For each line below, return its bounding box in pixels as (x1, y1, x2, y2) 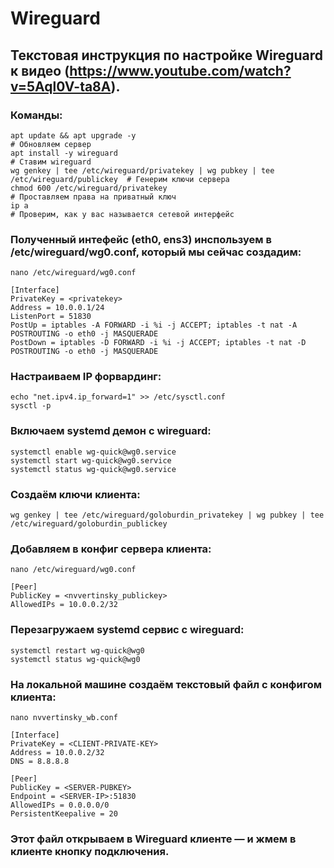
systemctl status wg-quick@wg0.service (10, 464, 177, 474)
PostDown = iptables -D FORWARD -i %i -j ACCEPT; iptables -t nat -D (10, 338, 307, 348)
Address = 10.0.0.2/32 (10, 747, 105, 757)
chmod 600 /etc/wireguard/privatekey (10, 183, 168, 193)
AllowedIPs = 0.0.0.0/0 (10, 800, 110, 810)
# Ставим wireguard (10, 157, 92, 167)
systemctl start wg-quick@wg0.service (10, 455, 172, 466)
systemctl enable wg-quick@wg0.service (10, 447, 177, 457)
